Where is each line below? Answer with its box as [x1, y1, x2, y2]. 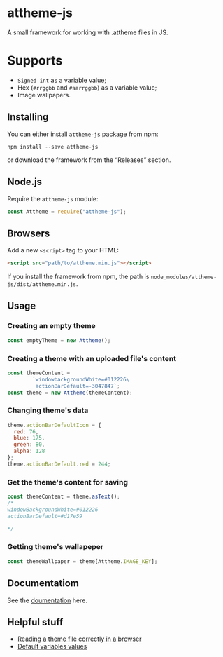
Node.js [7, 176, 43, 188]
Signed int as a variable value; [17, 76, 107, 84]
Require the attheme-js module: [7, 194, 99, 203]
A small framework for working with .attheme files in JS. [7, 28, 168, 36]
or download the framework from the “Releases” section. [7, 156, 171, 164]
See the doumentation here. [7, 596, 87, 604]
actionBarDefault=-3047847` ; [35, 382, 120, 390]
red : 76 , [13, 428, 39, 435]
